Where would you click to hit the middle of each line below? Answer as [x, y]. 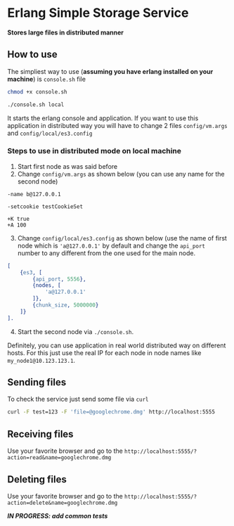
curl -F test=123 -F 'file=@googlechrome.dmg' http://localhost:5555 [111, 412]
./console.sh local [36, 104]
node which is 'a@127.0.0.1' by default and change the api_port [111, 245]
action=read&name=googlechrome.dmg [59, 458]
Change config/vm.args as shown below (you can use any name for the [121, 174]
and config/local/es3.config [50, 133]
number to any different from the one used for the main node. [106, 253]
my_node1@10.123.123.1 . [41, 360]
